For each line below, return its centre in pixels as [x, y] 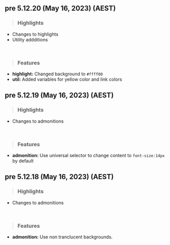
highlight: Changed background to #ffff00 [57, 74]
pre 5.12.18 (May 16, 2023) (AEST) [59, 177]
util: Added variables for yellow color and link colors [67, 79]
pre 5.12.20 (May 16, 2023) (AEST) [60, 8]
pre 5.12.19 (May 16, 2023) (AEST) [59, 95]
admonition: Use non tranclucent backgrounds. [62, 237]
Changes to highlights [35, 34]
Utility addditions [30, 39]
